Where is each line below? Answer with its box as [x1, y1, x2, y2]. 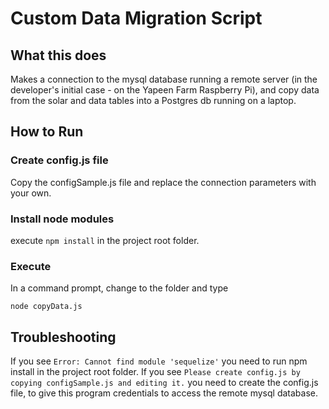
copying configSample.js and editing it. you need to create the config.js [10, 377, 319, 389]
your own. [10, 187, 52, 199]
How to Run [10, 123, 84, 141]
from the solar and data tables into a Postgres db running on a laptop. [10, 95, 297, 106]
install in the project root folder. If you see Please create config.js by [10, 366, 301, 378]
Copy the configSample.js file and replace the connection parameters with [10, 176, 317, 188]
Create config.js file [10, 153, 109, 167]
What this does [10, 47, 107, 64]
